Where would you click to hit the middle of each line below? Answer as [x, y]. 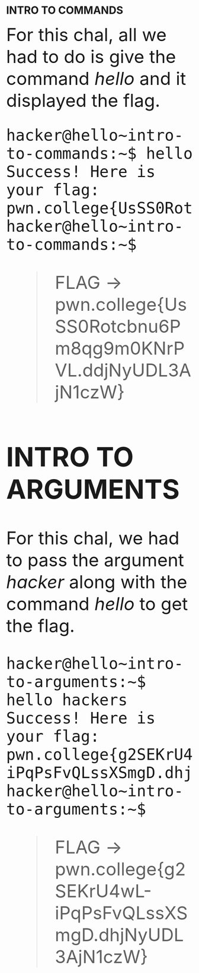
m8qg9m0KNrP [120, 348]
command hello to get [97, 604]
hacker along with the [97, 582]
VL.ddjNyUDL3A [123, 370]
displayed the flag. [83, 100]
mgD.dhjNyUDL [119, 935]
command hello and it [96, 78]
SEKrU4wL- [103, 891]
